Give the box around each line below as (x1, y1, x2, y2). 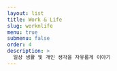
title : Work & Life (7, 16, 63, 23)
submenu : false (7, 35, 50, 42)
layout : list (7, 9, 44, 17)
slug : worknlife (7, 22, 53, 29)
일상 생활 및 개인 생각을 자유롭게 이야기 (13, 54, 111, 61)
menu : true (7, 28, 38, 36)
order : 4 (7, 41, 32, 48)
